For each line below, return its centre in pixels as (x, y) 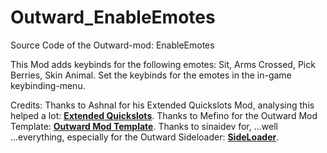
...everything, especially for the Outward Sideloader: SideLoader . (145, 137)
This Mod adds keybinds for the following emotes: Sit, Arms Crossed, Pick (163, 64)
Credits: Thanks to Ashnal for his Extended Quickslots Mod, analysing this (162, 105)
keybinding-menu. (48, 85)
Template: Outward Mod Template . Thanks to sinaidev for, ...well (144, 126)
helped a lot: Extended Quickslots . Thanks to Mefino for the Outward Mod (164, 115)
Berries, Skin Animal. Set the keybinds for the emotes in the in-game (151, 75)
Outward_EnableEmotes (113, 17)
